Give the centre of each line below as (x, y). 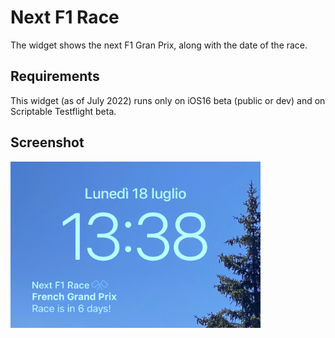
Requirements (55, 76)
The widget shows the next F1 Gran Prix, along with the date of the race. (159, 45)
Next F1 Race (65, 17)
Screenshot (47, 142)
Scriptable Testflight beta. (63, 111)
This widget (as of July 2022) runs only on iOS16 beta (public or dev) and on (168, 100)
